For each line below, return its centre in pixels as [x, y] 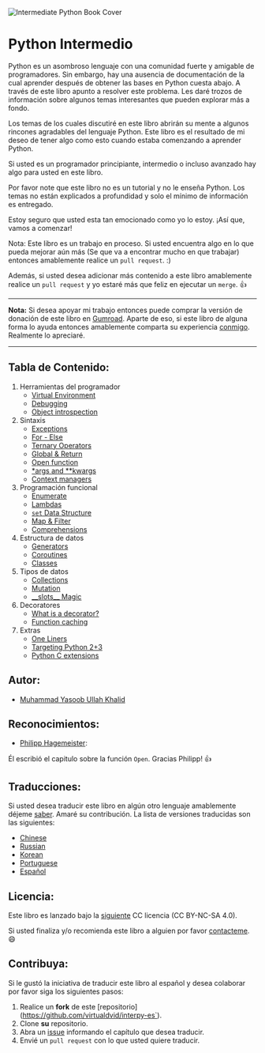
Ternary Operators [62, 445]
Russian [32, 847]
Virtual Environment [63, 394]
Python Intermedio [71, 44]
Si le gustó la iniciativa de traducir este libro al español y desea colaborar [127, 983]
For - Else [47, 437]
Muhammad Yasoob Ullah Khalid [72, 699]
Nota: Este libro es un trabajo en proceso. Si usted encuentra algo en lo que [131, 243]
